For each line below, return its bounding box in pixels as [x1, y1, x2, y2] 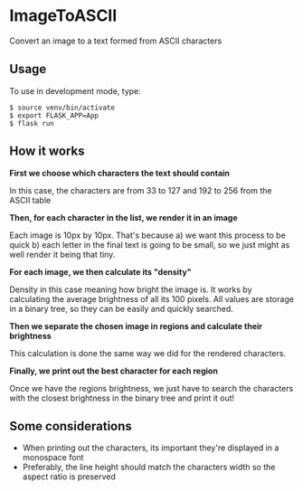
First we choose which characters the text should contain [9, 167, 231, 178]
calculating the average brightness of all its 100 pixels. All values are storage [9, 293, 294, 304]
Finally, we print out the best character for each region [9, 365, 219, 376]
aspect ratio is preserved [22, 471, 116, 482]
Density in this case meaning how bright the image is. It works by [9, 284, 252, 295]
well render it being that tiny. [9, 249, 116, 260]
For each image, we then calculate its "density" [9, 266, 192, 277]
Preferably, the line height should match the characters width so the [22, 462, 276, 473]
